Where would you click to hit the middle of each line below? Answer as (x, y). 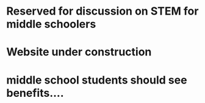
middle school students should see (97, 80)
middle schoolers (51, 24)
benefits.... (35, 93)
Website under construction (79, 52)
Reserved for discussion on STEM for (103, 11)
